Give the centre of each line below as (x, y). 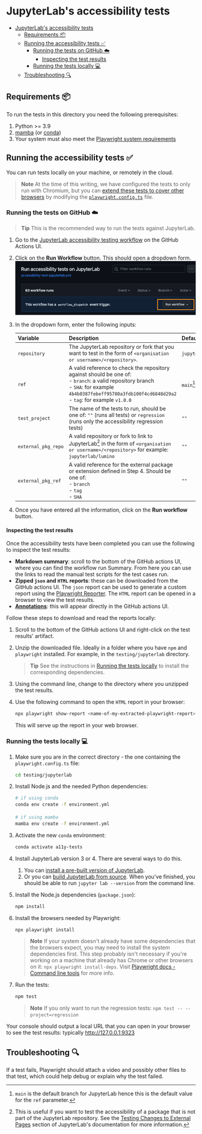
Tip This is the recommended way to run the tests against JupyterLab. (108, 228)
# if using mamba (37, 818)
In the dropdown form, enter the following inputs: (75, 325)
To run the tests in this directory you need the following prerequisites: (92, 114)
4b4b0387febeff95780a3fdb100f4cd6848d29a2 (123, 394)
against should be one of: (100, 374)
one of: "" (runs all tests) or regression (117, 415)
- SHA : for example (91, 387)
